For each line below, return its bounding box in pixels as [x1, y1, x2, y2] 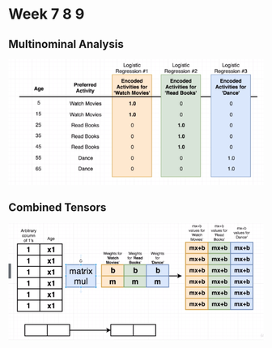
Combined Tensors [8, 200, 107, 215]
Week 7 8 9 [8, 5, 85, 24]
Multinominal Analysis [8, 37, 124, 51]
